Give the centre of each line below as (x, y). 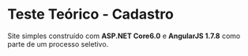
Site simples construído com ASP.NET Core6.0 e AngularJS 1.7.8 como (124, 36)
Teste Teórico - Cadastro (91, 14)
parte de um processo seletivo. (58, 44)
